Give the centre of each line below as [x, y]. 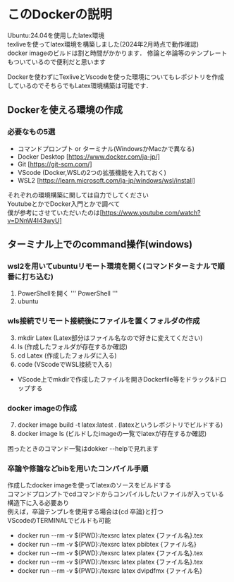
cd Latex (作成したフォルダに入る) [67, 355]
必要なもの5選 [31, 132]
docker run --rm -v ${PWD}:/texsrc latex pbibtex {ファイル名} [107, 545]
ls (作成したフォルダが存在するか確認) [73, 346]
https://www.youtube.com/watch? [151, 212]
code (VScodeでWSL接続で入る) [65, 364]
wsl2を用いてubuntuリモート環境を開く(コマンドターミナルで [112, 266]
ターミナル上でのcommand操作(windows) [100, 244]
